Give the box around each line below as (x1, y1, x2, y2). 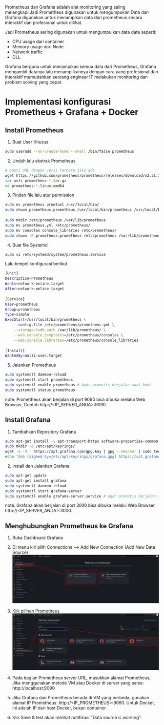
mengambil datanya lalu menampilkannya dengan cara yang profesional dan (5, 69, 159, 75)
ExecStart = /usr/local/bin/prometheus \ (5, 317, 86, 322)
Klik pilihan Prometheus (12, 608, 60, 614)
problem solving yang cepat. (5, 79, 62, 85)
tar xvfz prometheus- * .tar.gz (5, 178, 67, 183)
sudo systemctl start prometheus (5, 377, 73, 382)
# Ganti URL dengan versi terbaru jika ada (5, 168, 95, 173)
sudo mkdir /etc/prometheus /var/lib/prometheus (5, 218, 106, 223)
